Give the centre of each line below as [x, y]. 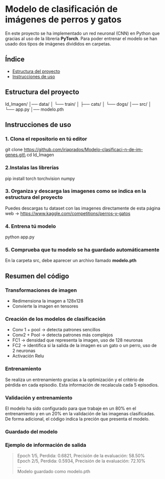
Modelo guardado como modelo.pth [54, 472]
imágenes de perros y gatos [63, 20]
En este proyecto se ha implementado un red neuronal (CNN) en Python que [82, 33]
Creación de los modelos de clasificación [55, 319]
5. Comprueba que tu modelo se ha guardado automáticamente [82, 250]
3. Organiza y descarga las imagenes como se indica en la [76, 191]
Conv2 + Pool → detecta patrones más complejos [63, 335]
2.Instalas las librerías [32, 168]
